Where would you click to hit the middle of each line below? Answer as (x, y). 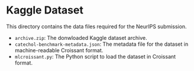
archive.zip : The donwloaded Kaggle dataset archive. (81, 38)
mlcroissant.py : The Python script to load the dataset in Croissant (95, 56)
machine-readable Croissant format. (59, 50)
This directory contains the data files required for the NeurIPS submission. (97, 26)
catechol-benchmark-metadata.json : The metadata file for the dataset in (101, 44)
